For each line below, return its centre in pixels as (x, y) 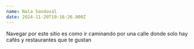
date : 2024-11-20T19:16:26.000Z (46, 17)
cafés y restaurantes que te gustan (49, 40)
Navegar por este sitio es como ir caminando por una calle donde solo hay (97, 33)
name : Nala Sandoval (32, 11)
